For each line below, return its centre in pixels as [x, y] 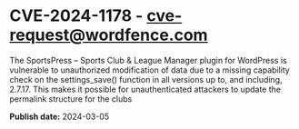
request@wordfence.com [109, 35]
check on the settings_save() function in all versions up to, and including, [146, 79]
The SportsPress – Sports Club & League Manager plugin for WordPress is [149, 60]
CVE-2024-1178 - [76, 16]
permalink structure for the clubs [71, 99]
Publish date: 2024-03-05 [60, 116]
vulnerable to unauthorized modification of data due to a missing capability [150, 70]
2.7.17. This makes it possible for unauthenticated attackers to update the [145, 89]
